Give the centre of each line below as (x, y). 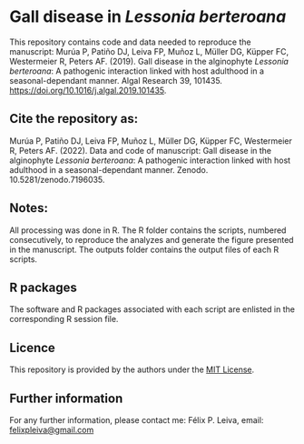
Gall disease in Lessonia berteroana (148, 17)
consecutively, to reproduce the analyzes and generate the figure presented (152, 239)
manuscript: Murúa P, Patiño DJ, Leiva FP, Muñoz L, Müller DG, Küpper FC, (149, 51)
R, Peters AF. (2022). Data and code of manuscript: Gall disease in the (141, 150)
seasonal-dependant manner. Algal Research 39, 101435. (116, 80)
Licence (33, 348)
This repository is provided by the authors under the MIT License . (132, 369)
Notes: (29, 208)
